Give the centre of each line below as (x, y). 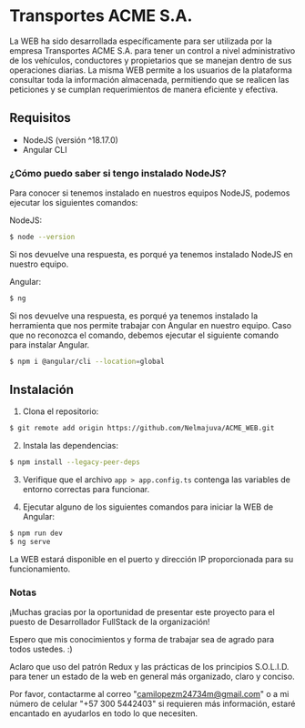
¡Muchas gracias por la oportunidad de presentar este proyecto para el (142, 612)
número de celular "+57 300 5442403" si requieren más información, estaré (152, 704)
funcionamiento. (40, 569)
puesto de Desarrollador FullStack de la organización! (110, 622)
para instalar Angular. (50, 344)
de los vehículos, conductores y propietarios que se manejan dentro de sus (151, 60)
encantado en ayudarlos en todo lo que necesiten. (104, 713)
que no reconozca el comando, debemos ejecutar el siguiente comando (144, 335)
